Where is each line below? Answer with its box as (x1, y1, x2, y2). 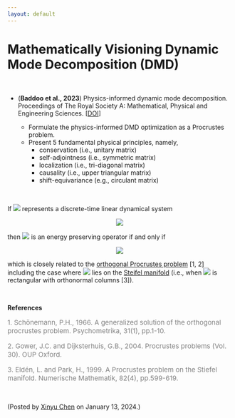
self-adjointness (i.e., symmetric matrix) (38, 153, 157, 161)
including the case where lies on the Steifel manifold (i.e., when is (7, 268, 217, 277)
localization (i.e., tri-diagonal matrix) (38, 160, 146, 169)
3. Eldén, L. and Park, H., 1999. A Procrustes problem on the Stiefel (7, 365, 217, 374)
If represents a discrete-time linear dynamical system (7, 204, 173, 213)
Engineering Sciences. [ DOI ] (17, 108, 101, 118)
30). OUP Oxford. (7, 350, 63, 359)
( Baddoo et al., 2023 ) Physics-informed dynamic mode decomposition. (17, 93, 228, 102)
